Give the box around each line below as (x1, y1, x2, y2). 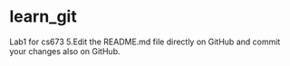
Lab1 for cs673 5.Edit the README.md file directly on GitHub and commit (9, 36, 281, 47)
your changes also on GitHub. (9, 45, 121, 56)
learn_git (9, 6, 77, 27)
